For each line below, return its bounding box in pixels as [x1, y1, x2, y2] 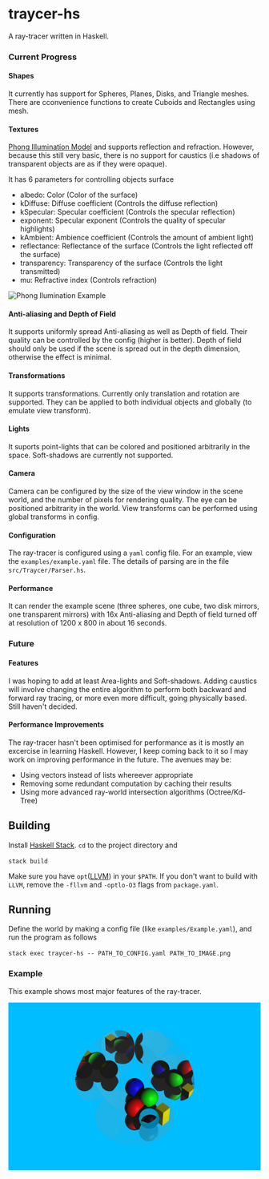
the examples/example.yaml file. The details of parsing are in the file [8, 557, 230, 566]
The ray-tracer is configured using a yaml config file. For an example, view [8, 548, 253, 557]
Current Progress [8, 51, 78, 62]
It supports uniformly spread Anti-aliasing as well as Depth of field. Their [8, 327, 248, 336]
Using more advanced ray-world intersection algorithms [19, 787, 205, 797]
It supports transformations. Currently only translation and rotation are [8, 388, 240, 398]
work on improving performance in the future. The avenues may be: [8, 754, 232, 764]
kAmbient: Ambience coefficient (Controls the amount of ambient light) [19, 233, 255, 243]
